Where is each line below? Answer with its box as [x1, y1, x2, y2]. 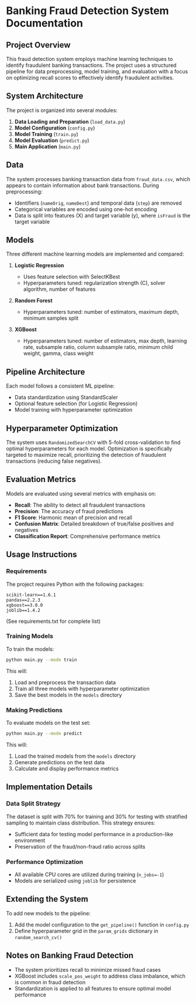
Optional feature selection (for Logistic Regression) [14, 400, 138, 407]
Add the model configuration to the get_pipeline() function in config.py [14, 921, 190, 928]
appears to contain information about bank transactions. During [6, 182, 159, 189]
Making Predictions [6, 705, 63, 714]
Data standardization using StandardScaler [14, 394, 118, 401]
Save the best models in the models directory [14, 691, 122, 698]
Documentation [6, 16, 84, 30]
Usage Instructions [6, 550, 77, 559]
